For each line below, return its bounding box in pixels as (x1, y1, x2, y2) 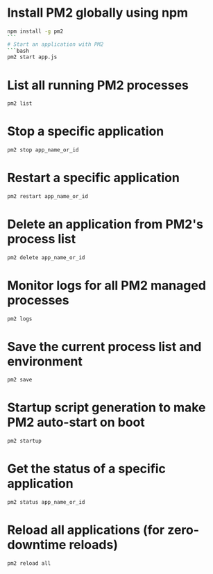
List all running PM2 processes (7, 77, 189, 93)
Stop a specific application (7, 124, 164, 140)
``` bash (7, 47, 30, 54)
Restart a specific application (7, 170, 180, 186)
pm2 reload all (7, 559, 51, 567)
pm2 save (7, 377, 33, 384)
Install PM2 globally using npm (7, 5, 189, 21)
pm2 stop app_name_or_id (7, 147, 79, 154)
